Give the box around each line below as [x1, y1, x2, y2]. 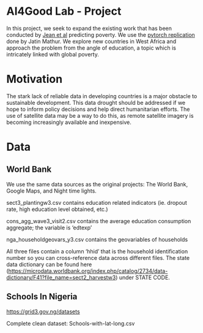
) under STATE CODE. [115, 274, 170, 281]
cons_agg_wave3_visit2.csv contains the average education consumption [6, 217, 191, 224]
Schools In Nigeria [6, 291, 78, 302]
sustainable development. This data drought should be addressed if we [6, 99, 186, 106]
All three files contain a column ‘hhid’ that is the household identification [6, 247, 188, 255]
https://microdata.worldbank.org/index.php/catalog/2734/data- [8, 267, 168, 274]
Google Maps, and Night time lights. [6, 187, 97, 194]
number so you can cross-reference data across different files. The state [6, 254, 190, 261]
